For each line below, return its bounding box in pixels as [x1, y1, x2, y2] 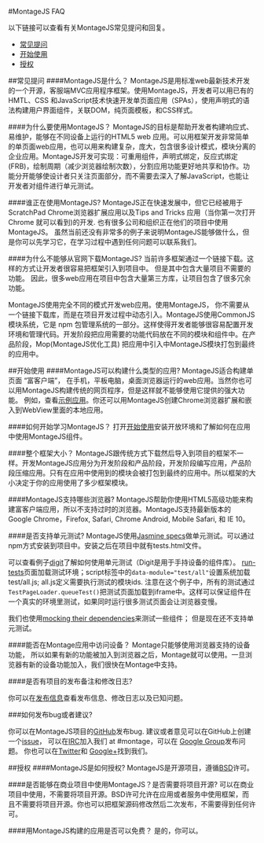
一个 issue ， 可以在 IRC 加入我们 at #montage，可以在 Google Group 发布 [8, 737, 239, 745]
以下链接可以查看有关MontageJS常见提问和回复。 [8, 23, 170, 32]
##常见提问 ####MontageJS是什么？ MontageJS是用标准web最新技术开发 [8, 76, 251, 85]
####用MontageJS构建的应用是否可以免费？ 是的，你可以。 [8, 826, 203, 835]
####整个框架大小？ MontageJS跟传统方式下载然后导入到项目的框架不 [8, 448, 237, 458]
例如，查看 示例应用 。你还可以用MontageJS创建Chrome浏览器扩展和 [23, 396, 245, 404]
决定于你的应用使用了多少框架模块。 [14, 478, 132, 487]
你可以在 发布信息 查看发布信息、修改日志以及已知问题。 [8, 694, 187, 702]
